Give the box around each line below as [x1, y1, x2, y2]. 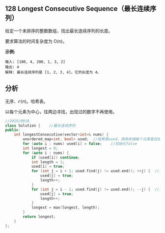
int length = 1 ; [31, 159, 65, 164]
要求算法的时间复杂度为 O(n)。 [5, 38, 67, 44]
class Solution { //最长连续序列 [5, 123, 76, 128]
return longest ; [23, 214, 56, 219]
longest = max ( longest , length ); [31, 205, 100, 210]
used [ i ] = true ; [31, 164, 65, 169]
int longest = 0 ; [23, 146, 58, 151]
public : [5, 128, 21, 132]
